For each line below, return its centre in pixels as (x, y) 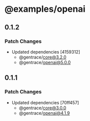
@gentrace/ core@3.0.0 (43, 108)
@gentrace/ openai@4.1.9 (44, 113)
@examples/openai (45, 9)
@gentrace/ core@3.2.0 (43, 57)
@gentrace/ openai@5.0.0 (45, 62)
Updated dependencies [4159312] (46, 52)
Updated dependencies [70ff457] (45, 102)
